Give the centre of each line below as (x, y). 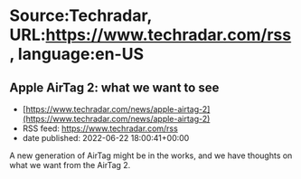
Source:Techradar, (80, 16)
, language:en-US (77, 54)
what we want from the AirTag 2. (70, 165)
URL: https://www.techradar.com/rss (150, 35)
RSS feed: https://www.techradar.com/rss (100, 128)
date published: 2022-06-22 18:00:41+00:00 (106, 138)
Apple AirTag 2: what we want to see (114, 87)
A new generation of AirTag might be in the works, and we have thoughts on (151, 155)
